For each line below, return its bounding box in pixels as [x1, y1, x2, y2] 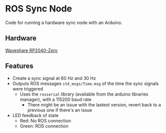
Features [5, 62, 33, 70]
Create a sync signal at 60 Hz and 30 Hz [12, 75, 96, 81]
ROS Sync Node [5, 3, 72, 14]
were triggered [12, 85, 43, 91]
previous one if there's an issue [27, 107, 92, 113]
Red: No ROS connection [19, 117, 71, 123]
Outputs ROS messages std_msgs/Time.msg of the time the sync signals [12, 80, 159, 86]
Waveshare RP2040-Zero [5, 47, 58, 53]
